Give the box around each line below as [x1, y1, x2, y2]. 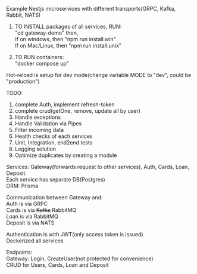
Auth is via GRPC [6, 200, 48, 207]
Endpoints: [6, 249, 33, 255]
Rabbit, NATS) [6, 11, 41, 19]
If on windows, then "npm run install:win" [14, 36, 116, 42]
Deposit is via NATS [6, 219, 55, 226]
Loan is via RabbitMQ [6, 213, 58, 220]
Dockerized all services [6, 237, 64, 244]
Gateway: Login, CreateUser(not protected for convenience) [6, 255, 154, 262]
